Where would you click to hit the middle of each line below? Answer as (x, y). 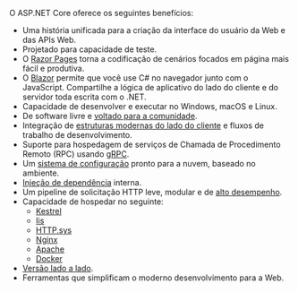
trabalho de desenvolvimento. (77, 135)
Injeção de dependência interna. (82, 182)
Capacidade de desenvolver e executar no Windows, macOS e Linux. (149, 106)
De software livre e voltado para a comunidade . (110, 116)
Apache (50, 249)
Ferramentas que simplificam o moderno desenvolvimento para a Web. (153, 278)
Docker (49, 258)
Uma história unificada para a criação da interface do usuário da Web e (154, 30)
